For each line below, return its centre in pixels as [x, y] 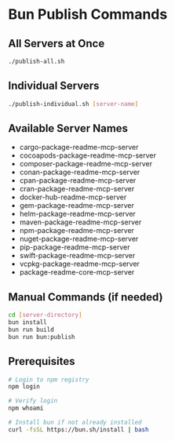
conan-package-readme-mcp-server [80, 172]
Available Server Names [68, 128]
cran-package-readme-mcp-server [77, 189]
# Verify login [33, 401]
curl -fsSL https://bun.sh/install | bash [78, 429]
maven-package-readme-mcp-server [80, 222]
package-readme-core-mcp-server [77, 272]
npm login [24, 387]
